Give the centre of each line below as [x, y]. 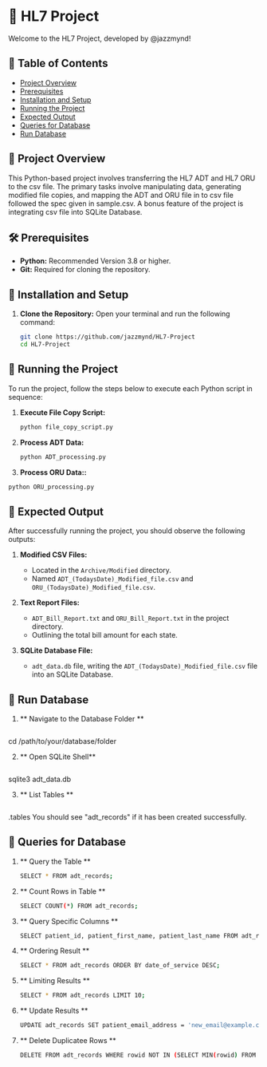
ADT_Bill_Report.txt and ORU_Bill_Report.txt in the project [130, 618]
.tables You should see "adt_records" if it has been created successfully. [128, 817]
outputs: [22, 539]
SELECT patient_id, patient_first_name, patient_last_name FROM [129, 936]
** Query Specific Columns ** [69, 921]
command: [37, 322]
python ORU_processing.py [51, 487]
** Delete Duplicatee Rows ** [68, 1041]
